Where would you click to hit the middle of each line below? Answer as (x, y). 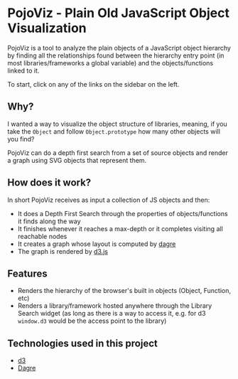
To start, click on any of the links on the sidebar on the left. (93, 84)
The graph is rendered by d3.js (63, 251)
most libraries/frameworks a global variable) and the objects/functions (110, 63)
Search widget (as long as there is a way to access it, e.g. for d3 (112, 314)
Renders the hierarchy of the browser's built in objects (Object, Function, (124, 291)
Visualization (47, 28)
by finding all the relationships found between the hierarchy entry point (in (116, 55)
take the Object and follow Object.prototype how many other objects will (114, 131)
